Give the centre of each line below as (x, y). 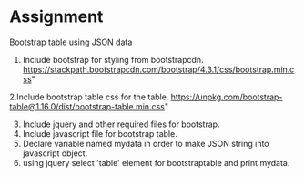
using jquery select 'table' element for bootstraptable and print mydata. (156, 162)
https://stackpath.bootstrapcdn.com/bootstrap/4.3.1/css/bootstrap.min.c (158, 69)
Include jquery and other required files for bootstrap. (121, 124)
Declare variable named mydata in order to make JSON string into (146, 143)
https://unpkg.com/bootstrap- (227, 97)
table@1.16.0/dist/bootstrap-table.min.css (87, 106)
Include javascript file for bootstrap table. (100, 133)
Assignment (56, 17)
